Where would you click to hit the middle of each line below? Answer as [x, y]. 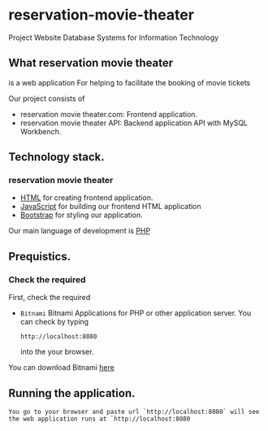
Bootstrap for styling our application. [82, 215]
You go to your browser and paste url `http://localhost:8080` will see [134, 411]
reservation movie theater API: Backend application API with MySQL [134, 123]
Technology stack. [57, 157]
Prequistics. [40, 257]
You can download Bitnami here [62, 368]
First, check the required [50, 298]
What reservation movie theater [91, 63]
